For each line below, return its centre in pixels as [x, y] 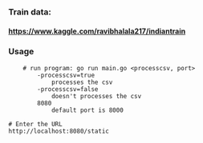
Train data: [30, 12]
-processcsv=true [66, 75]
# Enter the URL [35, 124]
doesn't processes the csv [96, 96]
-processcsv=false [68, 89]
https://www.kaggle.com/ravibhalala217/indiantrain [97, 31]
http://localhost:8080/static [59, 131]
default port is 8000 [87, 110]
